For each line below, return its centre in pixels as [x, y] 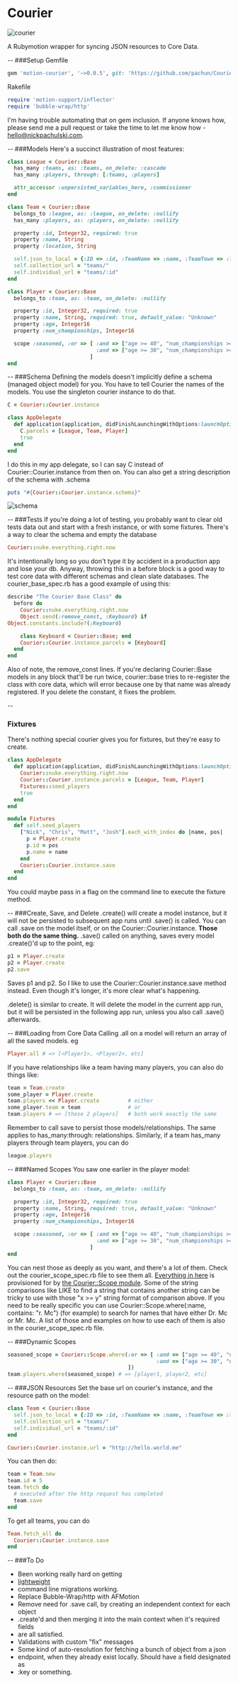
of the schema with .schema [49, 479]
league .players [30, 1156]
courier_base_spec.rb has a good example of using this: [89, 584]
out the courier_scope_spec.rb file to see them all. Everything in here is [111, 1275]
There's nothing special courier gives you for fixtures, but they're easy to [114, 740]
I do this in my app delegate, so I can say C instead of [86, 464]
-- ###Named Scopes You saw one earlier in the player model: [99, 1169]
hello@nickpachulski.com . [46, 135]
